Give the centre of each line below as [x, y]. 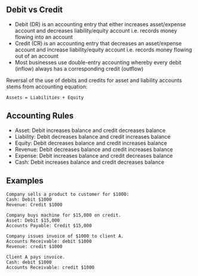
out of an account [36, 56]
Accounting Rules [40, 116]
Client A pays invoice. [36, 257]
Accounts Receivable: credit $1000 [50, 268]
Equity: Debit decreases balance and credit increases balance [91, 143]
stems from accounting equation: [47, 87]
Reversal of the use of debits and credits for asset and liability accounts [94, 80]
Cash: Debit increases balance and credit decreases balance [89, 162]
